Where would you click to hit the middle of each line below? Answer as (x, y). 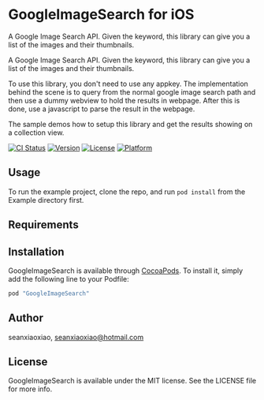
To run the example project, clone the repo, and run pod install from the (127, 192)
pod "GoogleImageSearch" (49, 293)
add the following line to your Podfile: (69, 279)
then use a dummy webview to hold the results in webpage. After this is (124, 100)
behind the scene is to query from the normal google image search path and (132, 92)
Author (26, 318)
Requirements (43, 225)
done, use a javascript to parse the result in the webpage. (102, 109)
